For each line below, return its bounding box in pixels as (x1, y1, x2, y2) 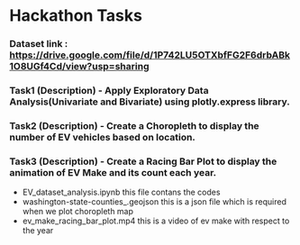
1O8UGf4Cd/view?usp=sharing (9, 60, 150, 73)
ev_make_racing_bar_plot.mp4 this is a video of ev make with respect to (22, 215, 290, 226)
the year (22, 225, 54, 236)
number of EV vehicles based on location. (9, 131, 196, 143)
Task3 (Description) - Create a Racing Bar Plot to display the (9, 155, 277, 168)
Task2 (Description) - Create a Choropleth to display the (9, 119, 259, 132)
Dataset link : (9, 38, 68, 50)
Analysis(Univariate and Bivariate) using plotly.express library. (9, 95, 290, 108)
